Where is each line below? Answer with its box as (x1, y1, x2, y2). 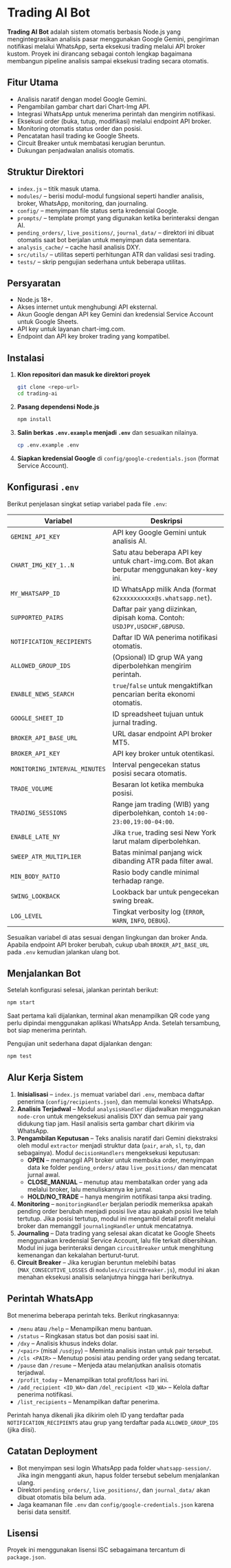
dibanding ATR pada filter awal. (112, 856, 213, 866)
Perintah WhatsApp (7, 1293, 93, 1304)
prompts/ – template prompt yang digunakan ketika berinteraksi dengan (16, 213, 219, 222)
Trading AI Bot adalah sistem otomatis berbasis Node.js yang (7, 28, 181, 36)
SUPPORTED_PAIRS (10, 614, 64, 621)
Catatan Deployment (7, 1446, 98, 1457)
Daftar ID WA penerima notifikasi (112, 632, 218, 642)
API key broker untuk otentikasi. (112, 749, 215, 758)
